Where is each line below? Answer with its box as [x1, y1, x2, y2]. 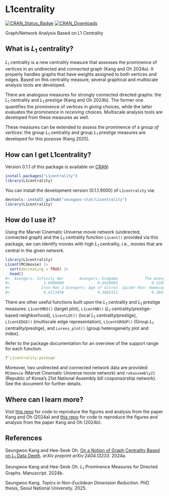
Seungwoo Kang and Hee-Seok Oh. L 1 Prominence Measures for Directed [5, 463, 158, 471]
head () [10, 271, 24, 276]
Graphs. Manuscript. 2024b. [5, 470, 64, 476]
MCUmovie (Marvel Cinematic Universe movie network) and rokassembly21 [5, 370, 155, 376]
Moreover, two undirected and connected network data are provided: [5, 365, 148, 371]
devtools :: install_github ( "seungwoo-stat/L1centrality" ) [5, 197, 127, 202]
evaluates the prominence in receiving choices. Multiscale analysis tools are [5, 109, 163, 115]
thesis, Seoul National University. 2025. [5, 485, 87, 491]
